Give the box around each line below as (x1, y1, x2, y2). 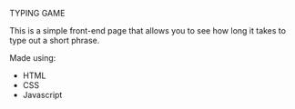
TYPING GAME (9, 8, 66, 18)
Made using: (9, 53, 56, 63)
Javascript (22, 90, 63, 100)
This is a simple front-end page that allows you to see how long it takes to (9, 25, 287, 35)
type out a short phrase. (9, 35, 100, 45)
